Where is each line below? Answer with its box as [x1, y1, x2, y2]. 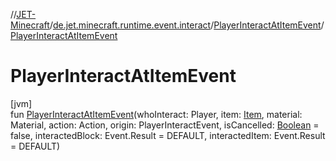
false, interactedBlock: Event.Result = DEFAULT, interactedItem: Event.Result [10, 129, 326, 141]
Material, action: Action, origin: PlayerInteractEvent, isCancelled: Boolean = [10, 119, 320, 131]
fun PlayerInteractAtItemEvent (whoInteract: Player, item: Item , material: [10, 108, 303, 120]
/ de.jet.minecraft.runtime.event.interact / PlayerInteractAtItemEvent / [49, 19, 325, 31]
